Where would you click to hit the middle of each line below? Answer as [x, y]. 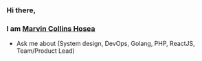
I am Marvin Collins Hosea [51, 28]
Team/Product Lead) [45, 51]
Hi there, [21, 10]
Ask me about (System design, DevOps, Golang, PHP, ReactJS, [105, 44]
